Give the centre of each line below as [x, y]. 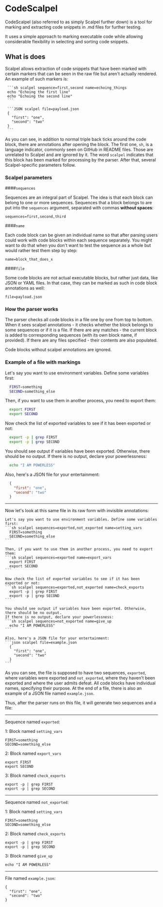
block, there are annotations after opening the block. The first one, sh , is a [79, 144]
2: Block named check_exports [35, 834]
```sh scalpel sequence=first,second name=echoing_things [67, 88]
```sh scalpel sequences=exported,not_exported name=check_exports [75, 587]
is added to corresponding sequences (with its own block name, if [71, 335]
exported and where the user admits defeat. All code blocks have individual [81, 683]
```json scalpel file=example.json [41, 643]
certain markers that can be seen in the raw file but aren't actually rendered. [81, 74]
